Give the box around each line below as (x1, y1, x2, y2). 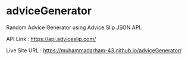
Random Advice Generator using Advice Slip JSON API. (6, 24, 142, 31)
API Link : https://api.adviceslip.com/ (6, 35, 96, 42)
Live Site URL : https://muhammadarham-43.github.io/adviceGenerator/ (6, 46, 182, 54)
